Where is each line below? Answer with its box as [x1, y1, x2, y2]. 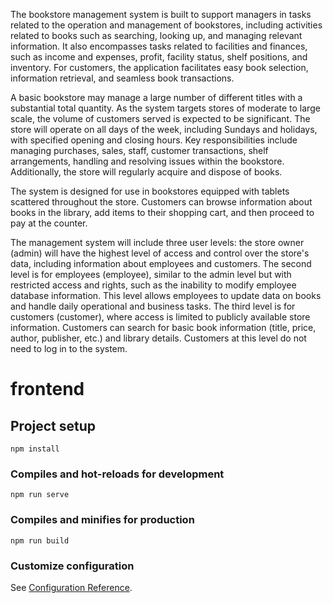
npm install [10, 444, 60, 454]
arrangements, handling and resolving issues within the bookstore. [10, 155, 285, 167]
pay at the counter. [10, 217, 88, 229]
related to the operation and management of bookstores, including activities [10, 19, 323, 31]
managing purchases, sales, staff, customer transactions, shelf [10, 145, 269, 156]
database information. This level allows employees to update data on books [10, 290, 322, 301]
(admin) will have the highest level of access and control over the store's [10, 247, 310, 259]
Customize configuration [10, 559, 135, 573]
